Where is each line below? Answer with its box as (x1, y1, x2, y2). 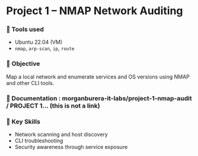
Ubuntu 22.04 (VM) (14, 38, 63, 45)
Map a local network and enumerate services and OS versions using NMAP (6, 73, 190, 80)
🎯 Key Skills (6, 117, 40, 125)
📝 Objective (6, 60, 40, 68)
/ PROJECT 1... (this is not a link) (6, 102, 100, 110)
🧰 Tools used (6, 25, 44, 34)
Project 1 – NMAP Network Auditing (6, 4, 183, 18)
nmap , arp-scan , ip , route (14, 45, 75, 52)
